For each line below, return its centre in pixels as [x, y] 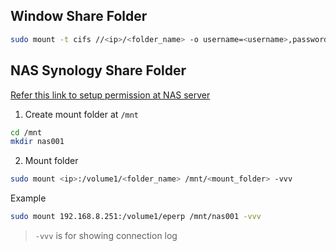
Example [28, 198]
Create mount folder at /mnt [82, 114]
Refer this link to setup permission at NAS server [110, 95]
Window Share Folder [79, 16]
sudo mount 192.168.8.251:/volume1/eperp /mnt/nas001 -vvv [136, 217]
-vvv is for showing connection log [106, 235]
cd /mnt [26, 132]
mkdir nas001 [37, 142]
